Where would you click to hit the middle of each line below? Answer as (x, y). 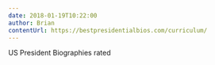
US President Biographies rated (60, 53)
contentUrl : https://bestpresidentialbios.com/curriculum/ (108, 30)
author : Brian (32, 23)
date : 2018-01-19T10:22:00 (53, 15)
